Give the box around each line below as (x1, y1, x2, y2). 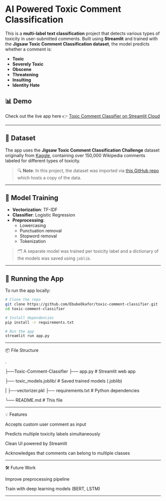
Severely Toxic (12, 61, 43, 67)
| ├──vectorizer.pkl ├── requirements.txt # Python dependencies (5, 388, 140, 393)
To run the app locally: (5, 287, 51, 293)
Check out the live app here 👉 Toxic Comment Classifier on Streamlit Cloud (5, 113, 160, 119)
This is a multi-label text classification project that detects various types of (5, 30, 160, 36)
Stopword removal (19, 233, 57, 239)
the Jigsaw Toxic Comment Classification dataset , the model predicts (5, 41, 150, 47)
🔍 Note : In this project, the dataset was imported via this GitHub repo (17, 167, 159, 173)
